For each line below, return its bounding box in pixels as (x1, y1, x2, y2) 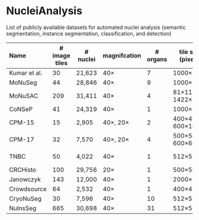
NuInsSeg (9, 204, 37, 212)
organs (147, 55, 168, 63)
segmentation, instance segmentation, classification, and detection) (6, 30, 172, 37)
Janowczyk (9, 175, 41, 183)
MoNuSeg (9, 78, 37, 86)
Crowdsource (9, 185, 47, 193)
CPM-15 (9, 118, 34, 127)
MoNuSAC (9, 92, 38, 100)
